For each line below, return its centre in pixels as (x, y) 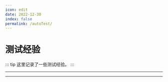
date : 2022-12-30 (23, 14)
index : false (19, 19)
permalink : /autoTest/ (29, 24)
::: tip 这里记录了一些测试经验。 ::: (40, 65)
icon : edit (16, 10)
